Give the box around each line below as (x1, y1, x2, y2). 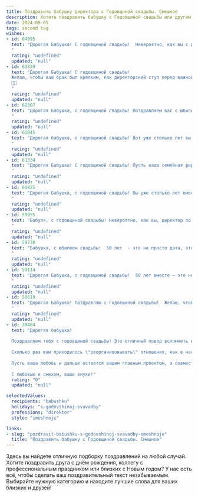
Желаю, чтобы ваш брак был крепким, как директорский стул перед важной (11, 74, 194, 80)
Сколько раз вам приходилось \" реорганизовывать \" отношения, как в (11, 349, 183, 355)
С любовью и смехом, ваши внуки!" (11, 371, 96, 377)
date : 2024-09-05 (6, 20, 49, 25)
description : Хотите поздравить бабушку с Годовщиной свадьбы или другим (6, 14, 192, 20)
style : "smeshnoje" (11, 415, 60, 421)
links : (6, 425, 22, 431)
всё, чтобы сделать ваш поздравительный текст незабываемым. (6, 472, 170, 479)
